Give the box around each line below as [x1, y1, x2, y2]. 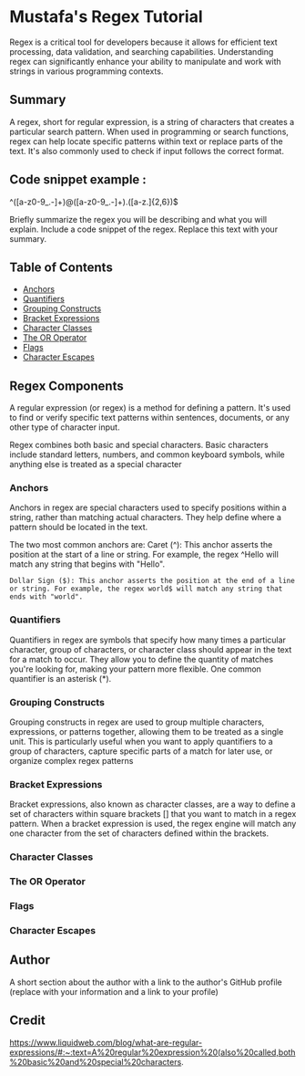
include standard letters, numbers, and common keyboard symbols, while [9, 449, 285, 460]
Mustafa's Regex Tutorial [9, 6, 203, 27]
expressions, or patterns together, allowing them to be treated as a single [9, 726, 284, 737]
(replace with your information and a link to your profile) [9, 986, 219, 997]
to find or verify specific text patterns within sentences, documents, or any [9, 413, 290, 423]
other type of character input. [9, 422, 120, 433]
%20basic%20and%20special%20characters [9, 1056, 182, 1067]
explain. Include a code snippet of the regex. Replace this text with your [9, 224, 279, 235]
